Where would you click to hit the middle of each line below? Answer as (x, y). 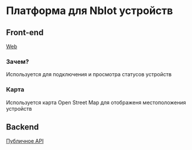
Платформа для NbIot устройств (90, 11)
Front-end (25, 33)
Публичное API (25, 141)
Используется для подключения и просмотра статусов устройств (89, 74)
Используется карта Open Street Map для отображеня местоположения (96, 102)
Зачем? (18, 62)
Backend (23, 127)
